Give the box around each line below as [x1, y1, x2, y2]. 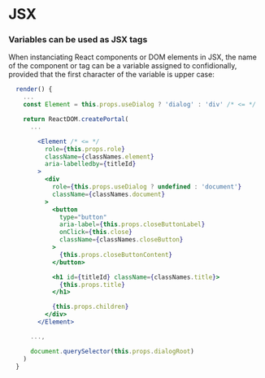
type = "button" [59, 213, 107, 221]
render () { [15, 85, 53, 93]
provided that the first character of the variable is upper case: [8, 70, 215, 80]
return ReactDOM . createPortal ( [23, 115, 129, 124]
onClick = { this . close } [59, 228, 132, 237]
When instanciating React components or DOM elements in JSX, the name [8, 52, 258, 62]
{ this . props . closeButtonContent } [59, 250, 173, 259]
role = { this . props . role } [44, 145, 126, 153]
